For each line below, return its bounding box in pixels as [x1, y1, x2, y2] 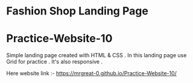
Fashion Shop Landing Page [6, 4, 149, 18]
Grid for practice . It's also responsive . [6, 58, 103, 66]
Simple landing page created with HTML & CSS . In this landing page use [6, 52, 187, 59]
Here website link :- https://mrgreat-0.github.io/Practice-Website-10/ [6, 70, 177, 77]
